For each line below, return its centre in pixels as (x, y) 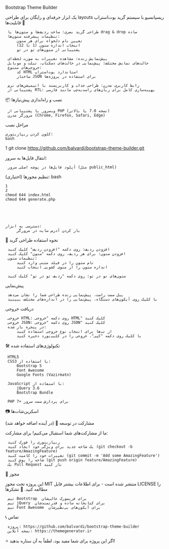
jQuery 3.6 (28, 388)
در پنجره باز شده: (27, 327)
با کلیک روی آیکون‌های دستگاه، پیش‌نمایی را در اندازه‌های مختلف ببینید (82, 299)
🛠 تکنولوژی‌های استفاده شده (32, 346)
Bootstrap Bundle (35, 393)
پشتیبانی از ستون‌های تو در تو (48, 50)
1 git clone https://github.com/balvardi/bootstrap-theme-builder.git (75, 148)
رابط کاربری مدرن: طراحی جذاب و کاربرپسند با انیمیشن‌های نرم (73, 86)
